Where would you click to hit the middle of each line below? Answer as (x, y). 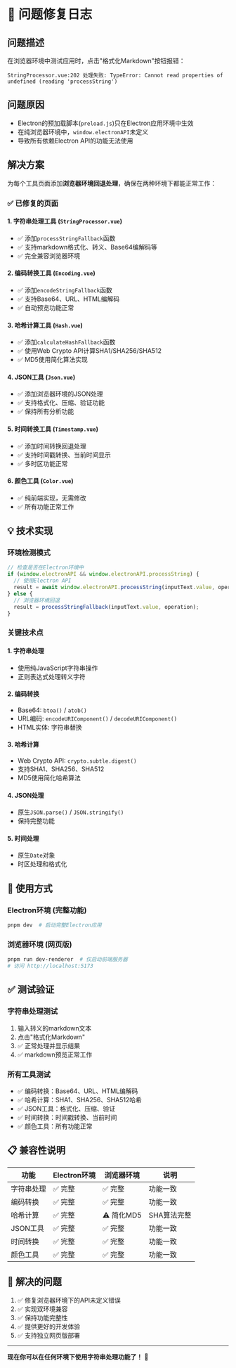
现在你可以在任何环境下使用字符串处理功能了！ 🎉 (78, 1357)
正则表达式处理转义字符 (51, 676)
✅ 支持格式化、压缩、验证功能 (61, 403)
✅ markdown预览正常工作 (55, 1054)
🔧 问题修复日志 (50, 14)
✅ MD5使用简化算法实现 (52, 360)
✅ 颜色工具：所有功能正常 (55, 1126)
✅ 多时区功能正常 (42, 463)
